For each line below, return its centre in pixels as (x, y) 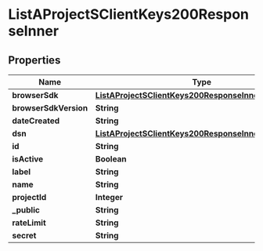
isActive (28, 159)
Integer (109, 197)
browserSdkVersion (50, 108)
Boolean (111, 159)
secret (24, 235)
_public (26, 210)
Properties (34, 60)
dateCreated (36, 121)
